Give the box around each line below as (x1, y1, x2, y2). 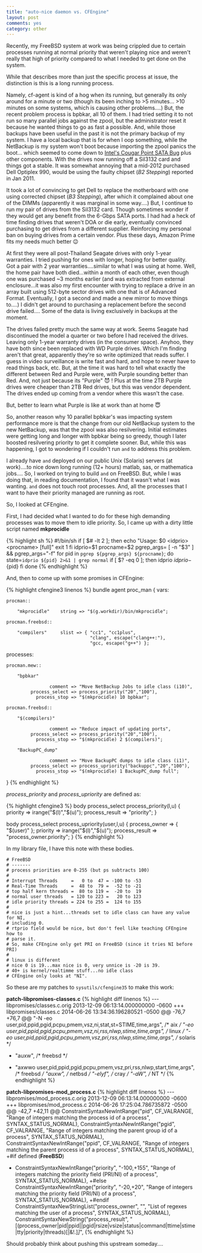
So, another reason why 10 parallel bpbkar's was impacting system (6, 413, 173, 421)
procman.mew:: (6, 662, 42, 669)
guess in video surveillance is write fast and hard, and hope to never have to (6, 358, 196, 365)
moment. (6, 314, 28, 321)
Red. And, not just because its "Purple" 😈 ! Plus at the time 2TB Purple (6, 377, 182, 384)
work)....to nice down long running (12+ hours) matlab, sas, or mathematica (6, 464, 193, 471)
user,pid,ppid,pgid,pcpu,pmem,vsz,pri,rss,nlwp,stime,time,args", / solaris (14, 1034, 196, 1041)
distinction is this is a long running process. (6, 80, 114, 87)
